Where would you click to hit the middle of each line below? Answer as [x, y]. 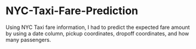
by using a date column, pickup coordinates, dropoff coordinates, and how [97, 33]
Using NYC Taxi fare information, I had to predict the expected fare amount [98, 27]
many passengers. [28, 40]
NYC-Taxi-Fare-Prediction [72, 11]
